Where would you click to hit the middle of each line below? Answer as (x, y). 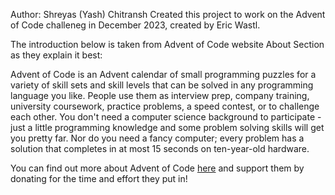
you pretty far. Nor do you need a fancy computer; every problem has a (157, 138)
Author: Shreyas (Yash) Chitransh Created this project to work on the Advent (168, 14)
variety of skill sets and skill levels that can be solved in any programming (162, 85)
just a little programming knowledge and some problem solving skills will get (167, 127)
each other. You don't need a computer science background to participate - (166, 117)
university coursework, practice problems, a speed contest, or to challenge (165, 106)
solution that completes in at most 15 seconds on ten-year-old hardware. (160, 148)
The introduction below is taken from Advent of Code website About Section (167, 44)
